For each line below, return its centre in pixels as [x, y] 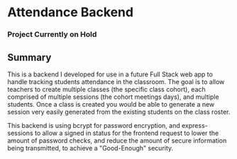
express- [194, 125]
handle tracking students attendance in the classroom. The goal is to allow [116, 81]
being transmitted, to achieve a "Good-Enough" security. [90, 148]
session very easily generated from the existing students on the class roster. [119, 112]
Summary [29, 57]
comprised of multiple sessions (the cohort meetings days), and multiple [113, 97]
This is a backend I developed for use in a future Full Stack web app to [110, 74]
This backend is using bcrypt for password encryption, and [94, 125]
